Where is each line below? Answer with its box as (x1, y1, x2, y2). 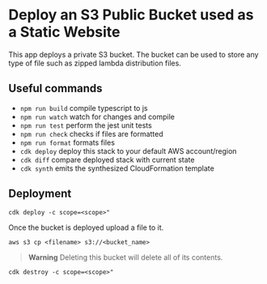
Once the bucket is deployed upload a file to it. (8, 223, 164, 232)
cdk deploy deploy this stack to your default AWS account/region (19, 146, 237, 155)
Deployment (8, 187, 72, 201)
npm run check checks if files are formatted (19, 129, 163, 138)
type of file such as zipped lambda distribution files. (8, 58, 182, 68)
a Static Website (8, 23, 121, 41)
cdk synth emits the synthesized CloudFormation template (19, 163, 214, 173)
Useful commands (8, 82, 103, 95)
